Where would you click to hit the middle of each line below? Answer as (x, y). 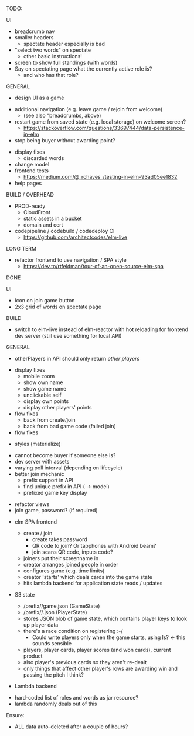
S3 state (25, 595)
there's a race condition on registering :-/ (73, 631)
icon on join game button (45, 300)
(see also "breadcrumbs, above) (62, 115)
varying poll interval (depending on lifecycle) (69, 468)
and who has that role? (51, 75)
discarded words (44, 158)
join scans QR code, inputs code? (72, 552)
